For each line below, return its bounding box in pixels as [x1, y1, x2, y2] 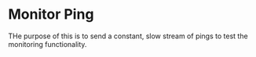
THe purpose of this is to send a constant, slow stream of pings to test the [8, 31, 249, 41]
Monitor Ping [8, 5, 94, 23]
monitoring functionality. [8, 39, 87, 48]
